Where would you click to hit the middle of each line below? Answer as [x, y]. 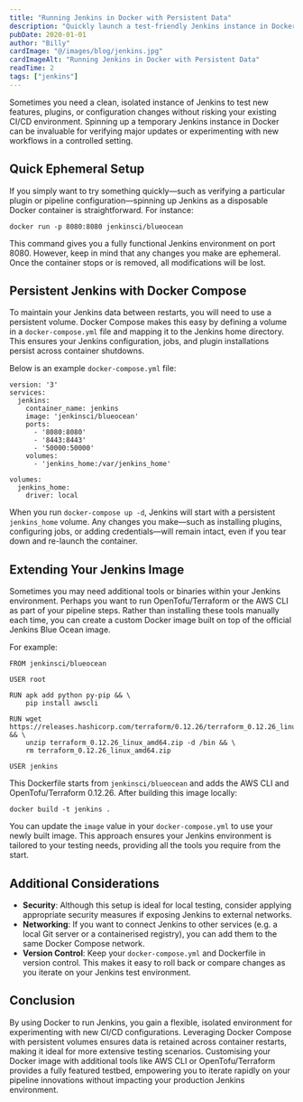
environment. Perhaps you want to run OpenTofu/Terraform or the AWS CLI [149, 601]
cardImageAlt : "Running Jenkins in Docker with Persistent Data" [134, 60]
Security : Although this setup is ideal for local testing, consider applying [157, 905]
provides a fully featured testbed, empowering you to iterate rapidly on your [150, 1070]
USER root [28, 680]
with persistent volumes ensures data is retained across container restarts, [148, 1041]
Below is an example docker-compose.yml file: [93, 369]
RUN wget [26, 719]
